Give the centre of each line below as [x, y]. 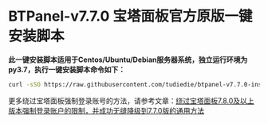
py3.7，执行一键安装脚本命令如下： [67, 69]
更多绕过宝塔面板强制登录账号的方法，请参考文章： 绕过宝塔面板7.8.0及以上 [131, 101]
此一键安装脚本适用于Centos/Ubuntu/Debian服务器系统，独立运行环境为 [128, 60]
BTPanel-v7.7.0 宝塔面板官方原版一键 [130, 16]
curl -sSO [25, 84]
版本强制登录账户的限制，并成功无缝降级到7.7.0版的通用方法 [106, 110]
